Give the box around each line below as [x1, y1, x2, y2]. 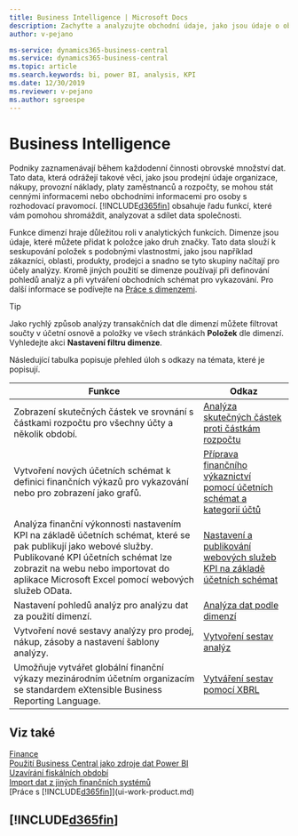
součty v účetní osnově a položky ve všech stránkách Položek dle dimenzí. [9, 328, 284, 339]
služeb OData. [13, 584, 73, 597]
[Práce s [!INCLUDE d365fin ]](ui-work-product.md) [9, 786, 195, 797]
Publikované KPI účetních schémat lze [13, 551, 173, 564]
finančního [203, 459, 248, 471]
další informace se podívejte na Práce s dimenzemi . [9, 284, 198, 294]
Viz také [9, 725, 56, 740]
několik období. [13, 428, 78, 440]
